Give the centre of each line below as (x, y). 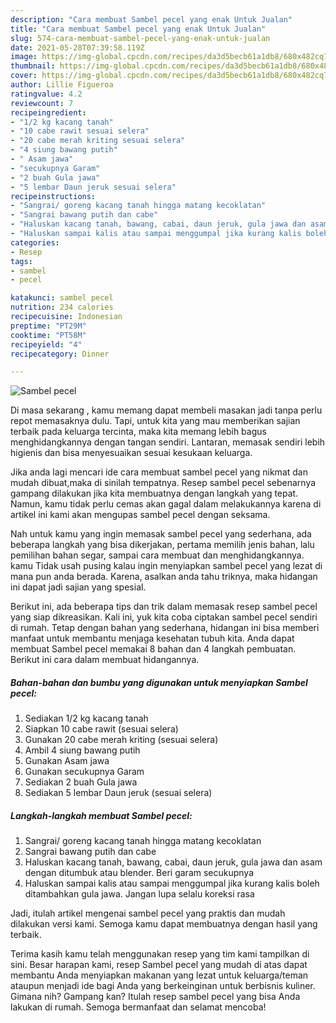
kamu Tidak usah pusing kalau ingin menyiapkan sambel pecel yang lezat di (166, 566)
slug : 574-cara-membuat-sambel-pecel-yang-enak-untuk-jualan (140, 38)
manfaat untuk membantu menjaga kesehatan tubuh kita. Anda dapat (152, 638)
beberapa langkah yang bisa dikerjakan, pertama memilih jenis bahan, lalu (162, 545)
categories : (35, 242)
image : (24, 57)
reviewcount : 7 (42, 103)
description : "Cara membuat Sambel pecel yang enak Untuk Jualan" (151, 19)
